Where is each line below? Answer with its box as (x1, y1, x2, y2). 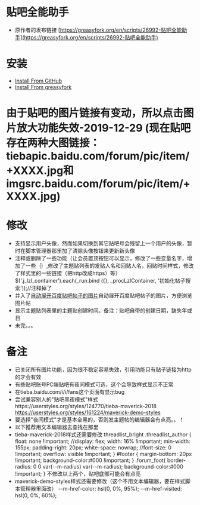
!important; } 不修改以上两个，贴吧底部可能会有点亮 (14, 470, 141, 477)
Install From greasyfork (14, 83, 72, 90)
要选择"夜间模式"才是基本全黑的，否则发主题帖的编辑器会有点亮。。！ (14, 416, 185, 423)
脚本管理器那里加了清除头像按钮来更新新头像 (25, 247, 135, 254)
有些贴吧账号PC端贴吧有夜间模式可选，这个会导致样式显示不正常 (14, 381, 174, 388)
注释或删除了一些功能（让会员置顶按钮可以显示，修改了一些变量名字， (14, 255, 187, 262)
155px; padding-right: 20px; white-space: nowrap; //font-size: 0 (14, 443, 171, 451)
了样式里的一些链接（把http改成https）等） (14, 270, 121, 277)
